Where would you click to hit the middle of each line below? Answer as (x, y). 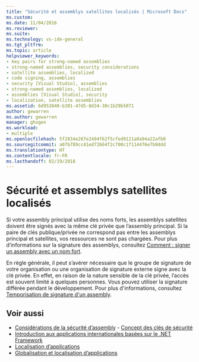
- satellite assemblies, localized (50, 73)
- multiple (20, 134)
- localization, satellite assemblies (54, 100)
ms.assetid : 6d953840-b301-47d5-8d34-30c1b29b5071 (70, 106)
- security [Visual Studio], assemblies (57, 84)
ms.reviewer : (22, 28)
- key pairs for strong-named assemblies (58, 61)
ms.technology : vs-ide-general (45, 39)
